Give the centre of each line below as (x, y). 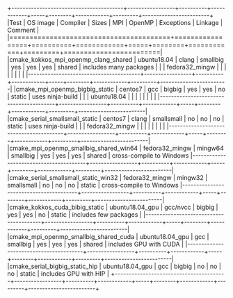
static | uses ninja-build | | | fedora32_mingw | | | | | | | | (86, 126)
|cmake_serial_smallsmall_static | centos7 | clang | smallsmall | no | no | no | (116, 118)
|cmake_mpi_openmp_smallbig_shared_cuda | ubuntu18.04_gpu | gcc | (108, 237)
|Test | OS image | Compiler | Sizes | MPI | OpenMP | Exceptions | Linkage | (115, 23)
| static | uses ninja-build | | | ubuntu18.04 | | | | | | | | (82, 97)
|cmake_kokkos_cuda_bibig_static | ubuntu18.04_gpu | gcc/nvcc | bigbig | (113, 207)
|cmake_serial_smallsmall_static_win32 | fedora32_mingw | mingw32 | (107, 177)
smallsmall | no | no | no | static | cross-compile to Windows (93, 185)
